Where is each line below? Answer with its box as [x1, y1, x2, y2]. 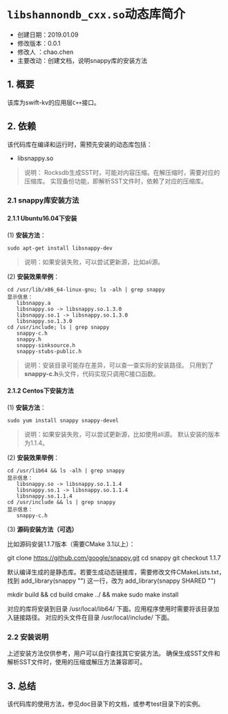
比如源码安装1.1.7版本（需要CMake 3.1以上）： [7, 540, 136, 548]
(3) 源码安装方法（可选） [7, 525, 78, 533]
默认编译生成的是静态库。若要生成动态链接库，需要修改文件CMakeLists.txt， [7, 567, 225, 576]
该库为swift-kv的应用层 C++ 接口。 [7, 98, 100, 106]
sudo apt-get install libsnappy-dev [7, 245, 113, 252]
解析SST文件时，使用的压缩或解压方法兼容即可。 [7, 658, 146, 666]
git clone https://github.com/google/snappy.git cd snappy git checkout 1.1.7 [7, 554, 221, 562]
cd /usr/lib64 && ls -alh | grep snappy [7, 467, 126, 474]
